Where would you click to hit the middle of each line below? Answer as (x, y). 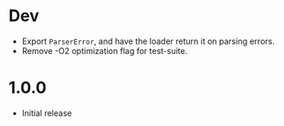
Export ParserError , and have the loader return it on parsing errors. (148, 41)
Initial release (47, 113)
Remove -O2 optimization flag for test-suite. (105, 50)
